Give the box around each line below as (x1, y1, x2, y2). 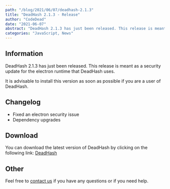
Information (5, 49, 44, 58)
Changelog (5, 98, 41, 106)
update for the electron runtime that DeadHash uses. (5, 68, 115, 74)
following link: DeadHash (5, 150, 57, 156)
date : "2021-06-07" (5, 21, 47, 27)
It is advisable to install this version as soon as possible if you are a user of (5, 78, 161, 84)
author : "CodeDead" (5, 17, 47, 22)
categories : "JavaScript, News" (5, 31, 73, 36)
